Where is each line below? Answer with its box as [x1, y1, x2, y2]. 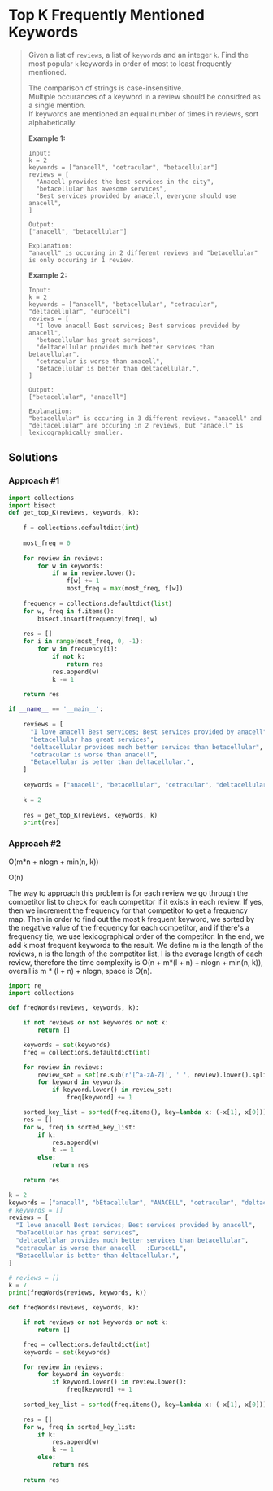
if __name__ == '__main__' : [8, 705, 104, 713]
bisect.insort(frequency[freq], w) [37, 615, 158, 623]
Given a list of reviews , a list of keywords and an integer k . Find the [28, 50, 249, 59]
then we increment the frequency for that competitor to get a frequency [8, 906, 248, 915]
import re [8, 981, 42, 990]
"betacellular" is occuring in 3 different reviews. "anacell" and [28, 414, 262, 423]
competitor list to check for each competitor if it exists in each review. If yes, [8, 897, 264, 906]
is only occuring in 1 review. [28, 256, 135, 264]
